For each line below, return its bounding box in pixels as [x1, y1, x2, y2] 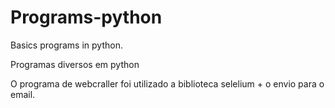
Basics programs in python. [10, 39, 123, 51]
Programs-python [10, 6, 163, 29]
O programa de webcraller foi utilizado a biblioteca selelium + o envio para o [10, 77, 325, 90]
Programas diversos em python [10, 58, 140, 70]
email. [10, 88, 36, 100]
